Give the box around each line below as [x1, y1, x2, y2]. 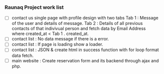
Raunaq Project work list [4, 4, 64, 11]
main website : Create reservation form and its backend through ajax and [11, 57, 159, 63]
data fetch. [11, 53, 34, 58]
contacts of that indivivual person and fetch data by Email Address [11, 26, 146, 32]
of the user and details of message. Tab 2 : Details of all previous [11, 20, 143, 26]
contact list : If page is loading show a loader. [11, 41, 103, 47]
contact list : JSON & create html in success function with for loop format [11, 47, 159, 53]
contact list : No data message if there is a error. [11, 36, 109, 42]
